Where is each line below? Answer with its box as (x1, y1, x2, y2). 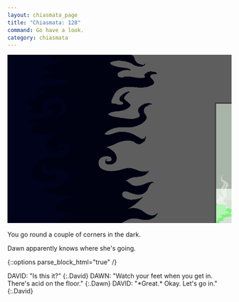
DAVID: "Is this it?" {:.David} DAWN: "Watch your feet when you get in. (7, 271, 213, 281)
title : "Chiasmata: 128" (7, 19, 81, 26)
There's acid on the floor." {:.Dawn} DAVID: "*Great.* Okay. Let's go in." (7, 279, 218, 288)
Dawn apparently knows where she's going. (7, 244, 137, 253)
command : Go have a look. (7, 26, 84, 33)
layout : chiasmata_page (7, 11, 78, 19)
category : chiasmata (7, 34, 69, 41)
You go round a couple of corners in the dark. (7, 230, 141, 239)
